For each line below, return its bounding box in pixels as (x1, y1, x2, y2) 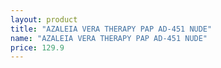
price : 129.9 (10, 42, 65, 53)
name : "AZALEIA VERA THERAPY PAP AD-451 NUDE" (10, 33, 208, 43)
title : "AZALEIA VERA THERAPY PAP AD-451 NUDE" (10, 24, 213, 34)
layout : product (10, 14, 78, 25)
